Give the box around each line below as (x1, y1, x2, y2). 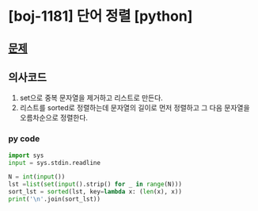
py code (8, 133, 40, 144)
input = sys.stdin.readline (8, 159, 101, 167)
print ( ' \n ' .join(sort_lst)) (8, 195, 101, 203)
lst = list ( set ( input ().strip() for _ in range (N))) (8, 180, 182, 189)
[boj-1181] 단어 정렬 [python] (8, 7, 193, 25)
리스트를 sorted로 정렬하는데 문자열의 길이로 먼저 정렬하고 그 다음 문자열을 (19, 103, 251, 113)
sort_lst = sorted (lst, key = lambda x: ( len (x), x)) (8, 188, 182, 196)
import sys (8, 152, 44, 159)
